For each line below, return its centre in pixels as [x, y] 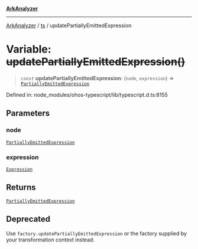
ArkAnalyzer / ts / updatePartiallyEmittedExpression [69, 25]
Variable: [29, 49]
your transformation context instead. [50, 240]
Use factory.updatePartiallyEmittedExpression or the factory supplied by [97, 233]
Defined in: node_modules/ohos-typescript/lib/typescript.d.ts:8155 [87, 94]
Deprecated [28, 219]
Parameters [28, 114]
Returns [21, 187]
